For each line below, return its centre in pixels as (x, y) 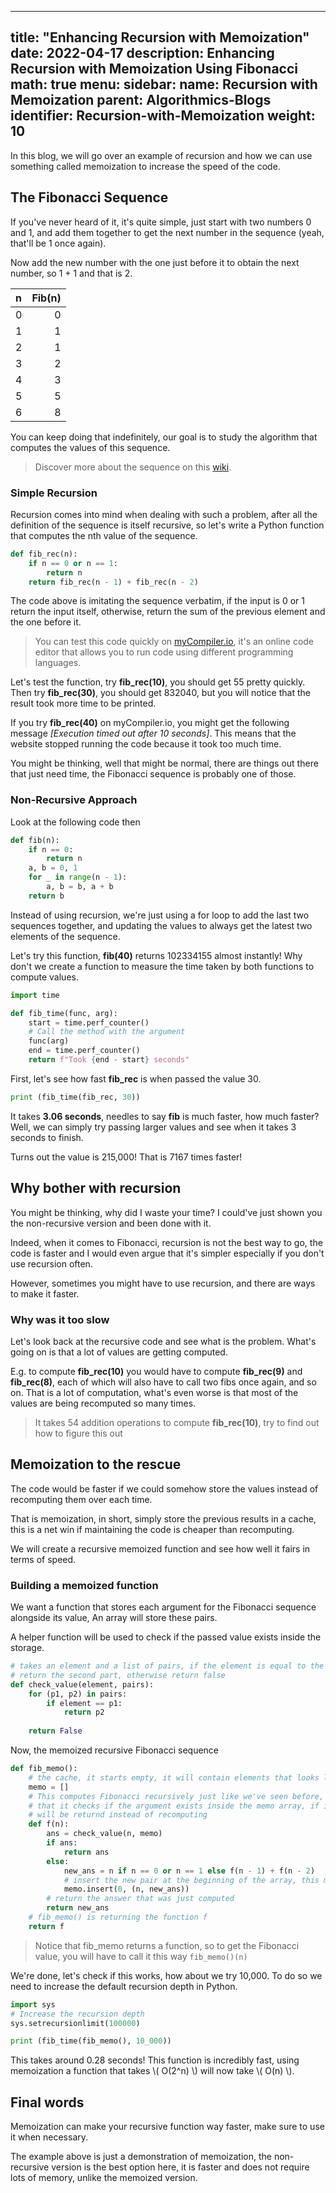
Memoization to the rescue (96, 1464)
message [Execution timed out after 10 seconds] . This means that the (153, 733)
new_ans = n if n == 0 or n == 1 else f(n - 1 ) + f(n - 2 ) (189, 1871)
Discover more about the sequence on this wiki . (133, 467)
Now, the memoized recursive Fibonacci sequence (115, 1750)
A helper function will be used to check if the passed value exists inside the (166, 1637)
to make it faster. (45, 1293)
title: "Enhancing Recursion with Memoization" (160, 37)
